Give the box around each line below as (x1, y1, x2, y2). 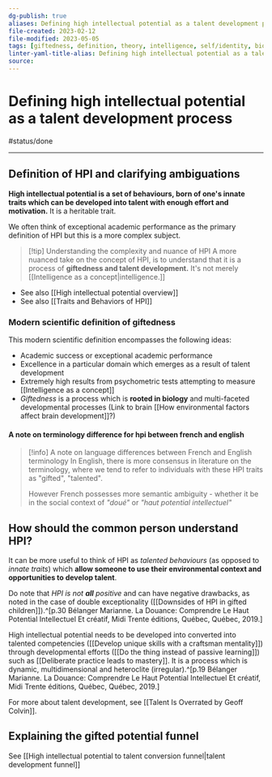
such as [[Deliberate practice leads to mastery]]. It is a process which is (8, 655, 249, 665)
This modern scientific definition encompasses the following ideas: (8, 334, 232, 345)
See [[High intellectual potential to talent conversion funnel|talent (8, 751, 226, 761)
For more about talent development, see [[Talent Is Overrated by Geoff (8, 697, 244, 706)
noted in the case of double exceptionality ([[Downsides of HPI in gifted (8, 597, 247, 607)
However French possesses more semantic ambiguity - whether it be (28, 489, 259, 499)
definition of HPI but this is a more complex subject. (8, 230, 181, 240)
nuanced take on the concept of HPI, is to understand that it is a (28, 255, 241, 264)
